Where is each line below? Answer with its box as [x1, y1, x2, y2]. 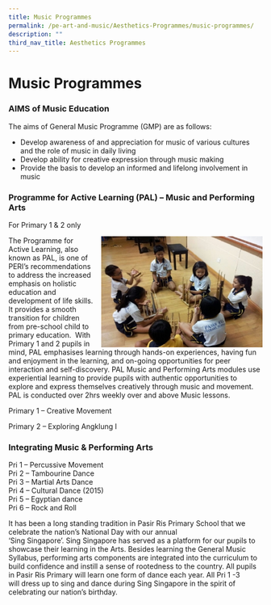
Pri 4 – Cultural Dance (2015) [8, 485, 104, 496]
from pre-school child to [8, 321, 90, 331]
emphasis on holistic [8, 279, 77, 288]
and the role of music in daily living [19, 145, 136, 155]
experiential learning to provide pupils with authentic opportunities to [8, 373, 238, 383]
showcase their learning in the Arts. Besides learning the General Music [8, 544, 246, 554]
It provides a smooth [8, 305, 77, 314]
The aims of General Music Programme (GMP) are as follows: [8, 121, 212, 131]
